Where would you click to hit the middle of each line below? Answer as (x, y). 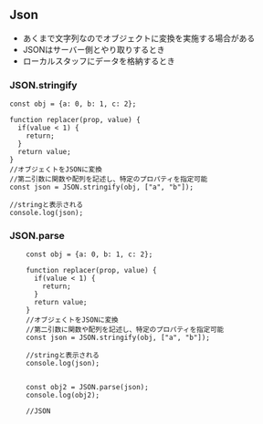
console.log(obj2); (63, 396)
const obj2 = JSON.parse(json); (87, 388)
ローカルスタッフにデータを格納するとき (99, 61)
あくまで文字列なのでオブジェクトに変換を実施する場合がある (139, 38)
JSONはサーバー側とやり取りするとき (94, 49)
